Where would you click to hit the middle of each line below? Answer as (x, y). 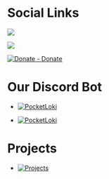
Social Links (43, 13)
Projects (32, 148)
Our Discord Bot (55, 87)
